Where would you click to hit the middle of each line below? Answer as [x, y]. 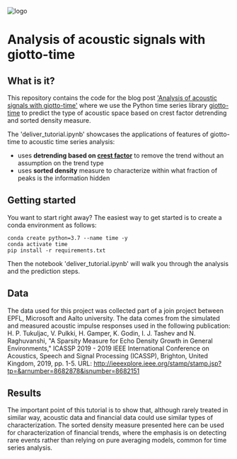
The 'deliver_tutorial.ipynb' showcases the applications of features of [108, 134]
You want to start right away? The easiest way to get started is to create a [115, 217]
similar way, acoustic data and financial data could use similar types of [110, 418]
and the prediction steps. [44, 271]
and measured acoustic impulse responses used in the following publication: [119, 326]
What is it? [31, 81]
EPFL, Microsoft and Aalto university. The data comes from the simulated [114, 318]
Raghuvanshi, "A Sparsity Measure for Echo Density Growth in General [110, 341]
